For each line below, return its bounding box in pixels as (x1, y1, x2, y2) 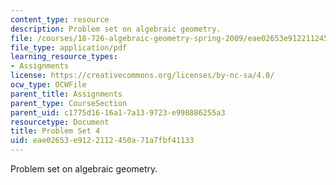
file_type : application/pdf (10, 42, 128, 53)
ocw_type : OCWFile (10, 80, 87, 90)
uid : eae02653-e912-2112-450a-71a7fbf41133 (10, 136, 195, 146)
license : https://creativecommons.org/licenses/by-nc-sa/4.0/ (10, 71, 275, 81)
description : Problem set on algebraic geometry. (10, 24, 222, 34)
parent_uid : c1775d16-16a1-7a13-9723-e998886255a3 (10, 107, 226, 118)
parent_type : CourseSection (10, 98, 128, 108)
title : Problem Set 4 (10, 126, 101, 136)
